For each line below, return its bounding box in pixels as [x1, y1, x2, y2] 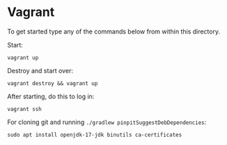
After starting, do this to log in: [7, 92, 95, 100]
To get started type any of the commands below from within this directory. [7, 27, 221, 36]
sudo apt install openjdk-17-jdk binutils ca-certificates [7, 131, 182, 138]
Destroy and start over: [7, 66, 73, 75]
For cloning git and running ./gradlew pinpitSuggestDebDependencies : [7, 118, 207, 126]
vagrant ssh [7, 105, 42, 112]
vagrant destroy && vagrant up [7, 79, 98, 87]
